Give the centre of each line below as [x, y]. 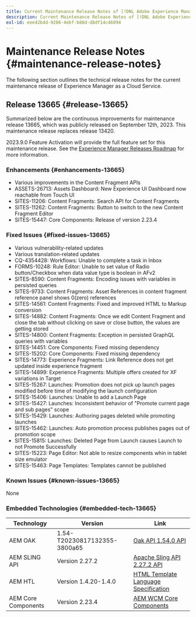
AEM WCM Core [156, 598]
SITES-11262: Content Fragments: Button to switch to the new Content [99, 208]
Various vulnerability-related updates [59, 248]
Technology [30, 523]
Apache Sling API [157, 557]
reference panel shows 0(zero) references [65, 297]
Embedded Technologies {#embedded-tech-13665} [81, 508]
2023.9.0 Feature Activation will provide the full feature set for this [86, 142]
